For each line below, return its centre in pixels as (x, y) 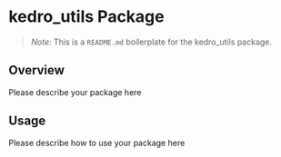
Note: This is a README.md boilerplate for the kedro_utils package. (151, 42)
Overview (37, 70)
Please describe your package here (75, 92)
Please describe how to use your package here (97, 142)
